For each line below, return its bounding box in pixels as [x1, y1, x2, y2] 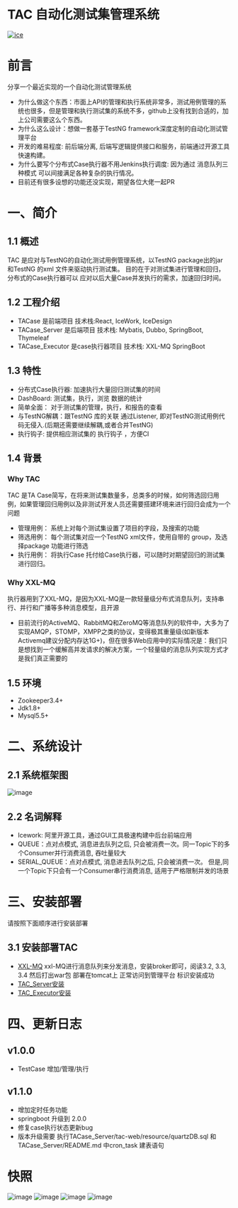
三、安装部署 [7, 894, 83, 910]
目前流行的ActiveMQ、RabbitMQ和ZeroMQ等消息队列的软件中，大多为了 [17, 619, 230, 627]
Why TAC [7, 474, 40, 483]
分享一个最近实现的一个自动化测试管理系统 [7, 82, 132, 91]
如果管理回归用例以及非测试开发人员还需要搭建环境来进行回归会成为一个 [19, 500, 231, 508]
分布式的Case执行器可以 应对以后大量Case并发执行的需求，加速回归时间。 [7, 273, 225, 282]
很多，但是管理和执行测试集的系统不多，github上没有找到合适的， [30, 106, 223, 114]
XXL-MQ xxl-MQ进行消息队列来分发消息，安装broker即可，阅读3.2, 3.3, [17, 961, 227, 971]
